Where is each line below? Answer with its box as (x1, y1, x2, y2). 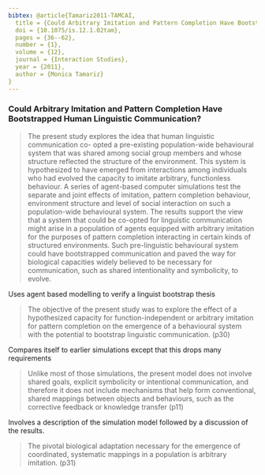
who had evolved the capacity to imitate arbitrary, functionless (27, 173, 231, 182)
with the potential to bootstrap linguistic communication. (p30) (27, 329, 230, 339)
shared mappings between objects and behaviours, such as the (27, 394, 234, 403)
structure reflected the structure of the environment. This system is (27, 156, 247, 166)
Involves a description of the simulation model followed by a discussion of (8, 417, 248, 427)
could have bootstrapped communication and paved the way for (27, 249, 237, 258)
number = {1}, (15, 41, 62, 49)
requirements (8, 353, 52, 363)
